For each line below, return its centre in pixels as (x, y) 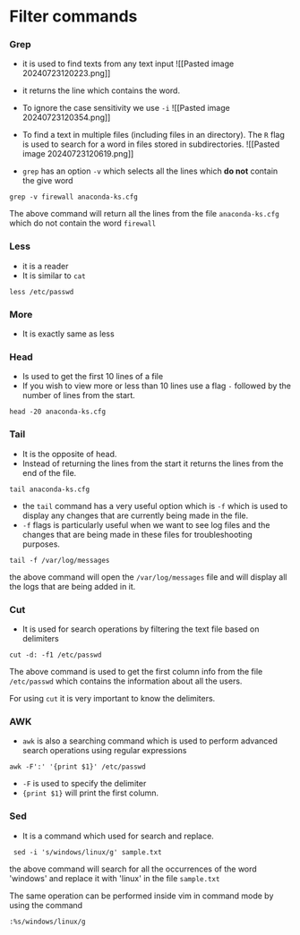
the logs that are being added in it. (73, 586)
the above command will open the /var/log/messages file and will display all (148, 577)
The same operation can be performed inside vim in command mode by (141, 896)
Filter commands (73, 17)
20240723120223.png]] (66, 73)
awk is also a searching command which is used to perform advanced (150, 741)
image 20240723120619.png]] (78, 154)
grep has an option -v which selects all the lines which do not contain (150, 171)
